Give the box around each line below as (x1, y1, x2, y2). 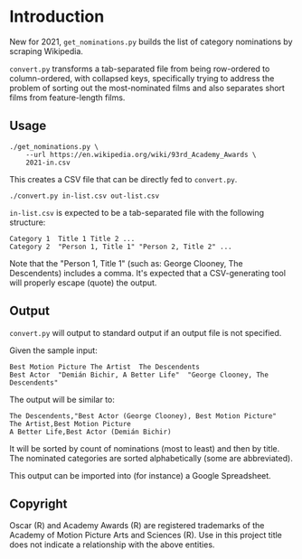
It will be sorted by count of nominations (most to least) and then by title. (9, 443, 280, 453)
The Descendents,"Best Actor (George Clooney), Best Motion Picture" (9, 411, 278, 421)
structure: (9, 217, 46, 228)
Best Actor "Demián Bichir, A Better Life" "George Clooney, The (9, 370, 269, 379)
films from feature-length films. (9, 92, 126, 103)
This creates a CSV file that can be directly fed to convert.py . (9, 173, 238, 184)
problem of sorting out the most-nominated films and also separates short (9, 82, 285, 93)
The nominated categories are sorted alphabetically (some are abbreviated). (9, 452, 294, 463)
